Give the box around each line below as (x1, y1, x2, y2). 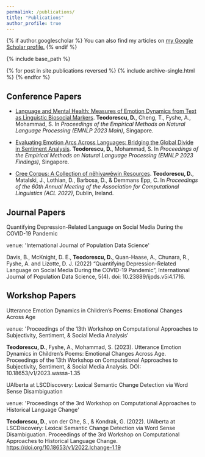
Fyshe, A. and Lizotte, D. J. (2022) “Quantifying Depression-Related (6, 260, 176, 267)
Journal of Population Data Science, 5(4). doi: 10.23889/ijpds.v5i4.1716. (6, 273, 185, 280)
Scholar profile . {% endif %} (6, 43, 77, 51)
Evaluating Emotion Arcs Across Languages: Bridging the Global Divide (15, 139, 194, 146)
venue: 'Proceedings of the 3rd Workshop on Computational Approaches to (6, 399, 196, 406)
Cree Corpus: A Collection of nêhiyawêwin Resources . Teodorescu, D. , (15, 170, 194, 178)
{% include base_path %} (6, 56, 71, 63)
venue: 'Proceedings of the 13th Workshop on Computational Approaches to (6, 325, 198, 333)
